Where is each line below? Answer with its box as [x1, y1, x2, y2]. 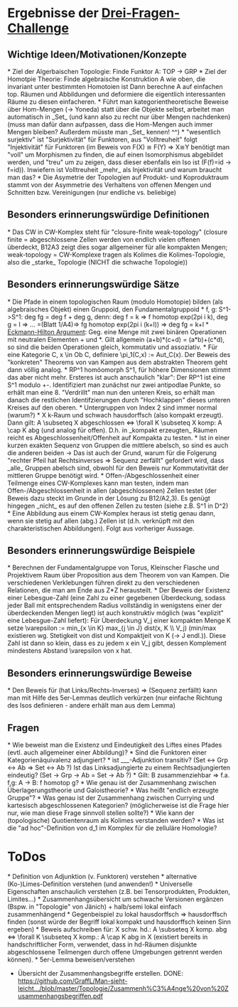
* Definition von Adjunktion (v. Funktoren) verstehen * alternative [7, 873, 198, 880]
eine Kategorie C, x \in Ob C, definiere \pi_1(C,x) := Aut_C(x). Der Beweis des [7, 350, 231, 358]
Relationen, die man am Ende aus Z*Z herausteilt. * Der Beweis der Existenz [7, 586, 231, 595]
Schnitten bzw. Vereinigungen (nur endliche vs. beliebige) [7, 188, 176, 196]
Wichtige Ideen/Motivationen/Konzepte [7, 48, 187, 60]
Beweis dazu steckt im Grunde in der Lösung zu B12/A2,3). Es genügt [7, 494, 211, 502]
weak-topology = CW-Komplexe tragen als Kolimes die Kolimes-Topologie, [7, 250, 226, 259]
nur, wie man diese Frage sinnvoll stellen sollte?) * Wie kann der [7, 809, 195, 817]
